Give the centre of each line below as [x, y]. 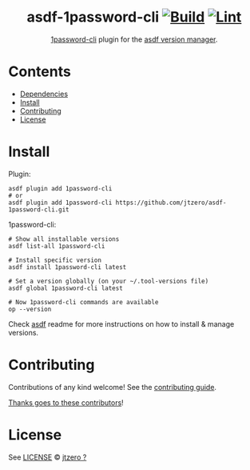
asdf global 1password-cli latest [66, 288]
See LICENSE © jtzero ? [48, 457]
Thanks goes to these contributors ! [66, 402]
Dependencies [44, 94]
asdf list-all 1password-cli [57, 246]
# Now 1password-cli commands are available [83, 302]
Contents [40, 72]
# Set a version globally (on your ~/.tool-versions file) [109, 281]
